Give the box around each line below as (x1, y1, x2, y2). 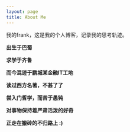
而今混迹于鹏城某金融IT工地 (6, 69, 74, 76)
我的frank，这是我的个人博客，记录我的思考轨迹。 (6, 31, 128, 38)
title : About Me (6, 14, 46, 20)
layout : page (6, 8, 38, 15)
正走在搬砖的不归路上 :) (6, 119, 63, 126)
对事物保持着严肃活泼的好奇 (6, 107, 74, 114)
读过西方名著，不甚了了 (6, 81, 63, 89)
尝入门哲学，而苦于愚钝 (6, 94, 63, 101)
